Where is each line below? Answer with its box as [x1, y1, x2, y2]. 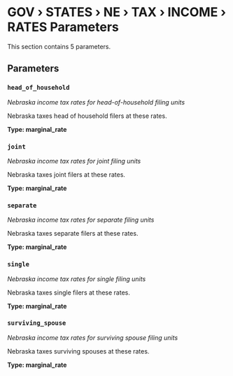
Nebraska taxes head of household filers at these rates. [7, 112, 167, 120]
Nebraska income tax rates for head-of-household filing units [7, 98, 185, 106]
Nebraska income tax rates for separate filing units [7, 215, 155, 224]
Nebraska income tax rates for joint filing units [7, 156, 141, 165]
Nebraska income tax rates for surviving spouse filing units [7, 333, 178, 342]
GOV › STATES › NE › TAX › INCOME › [7, 4, 226, 20]
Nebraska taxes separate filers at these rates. [7, 229, 139, 238]
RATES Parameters [7, 19, 119, 35]
